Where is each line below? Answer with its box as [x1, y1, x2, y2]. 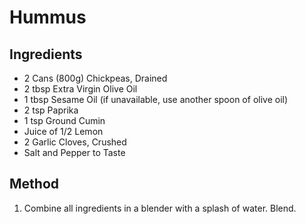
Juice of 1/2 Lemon [23, 126, 104, 137]
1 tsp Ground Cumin [23, 115, 106, 126]
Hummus [9, 6, 87, 29]
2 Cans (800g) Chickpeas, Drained [23, 72, 168, 84]
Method [9, 176, 60, 193]
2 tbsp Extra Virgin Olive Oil [23, 83, 138, 95]
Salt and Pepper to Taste [23, 147, 126, 158]
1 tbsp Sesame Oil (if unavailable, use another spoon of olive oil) [23, 94, 289, 105]
